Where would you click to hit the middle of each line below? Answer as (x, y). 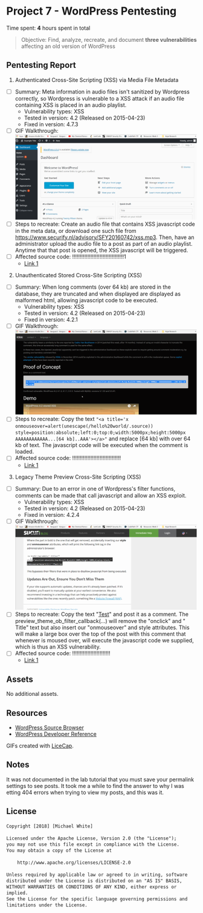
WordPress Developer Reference (56, 734)
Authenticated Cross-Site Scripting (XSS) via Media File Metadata (97, 79)
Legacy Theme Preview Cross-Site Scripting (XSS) (78, 477)
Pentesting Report (41, 65)
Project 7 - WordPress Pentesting (92, 11)
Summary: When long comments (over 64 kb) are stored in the (93, 287)
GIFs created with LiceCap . (40, 746)
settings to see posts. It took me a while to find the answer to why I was (95, 786)
